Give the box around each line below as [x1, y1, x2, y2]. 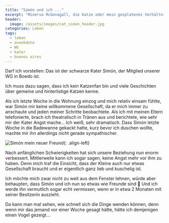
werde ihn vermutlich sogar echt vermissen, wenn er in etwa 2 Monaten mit [5, 186, 162, 192]
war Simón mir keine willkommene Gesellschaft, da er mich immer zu [5, 104, 148, 110]
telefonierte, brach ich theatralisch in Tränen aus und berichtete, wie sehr [5, 114, 157, 120]
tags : [5, 31, 17, 36]
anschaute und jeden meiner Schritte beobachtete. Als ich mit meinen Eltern [5, 109, 163, 115]
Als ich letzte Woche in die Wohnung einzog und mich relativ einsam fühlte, [5, 98, 161, 104]
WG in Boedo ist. [5, 73, 40, 80]
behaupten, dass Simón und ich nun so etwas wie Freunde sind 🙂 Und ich [5, 181, 158, 187]
